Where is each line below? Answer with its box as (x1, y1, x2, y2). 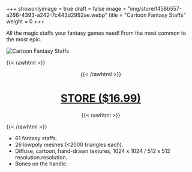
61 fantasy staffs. (14, 134, 58, 141)
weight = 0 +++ (6, 18, 45, 25)
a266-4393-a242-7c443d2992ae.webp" (6, 11, 108, 19)
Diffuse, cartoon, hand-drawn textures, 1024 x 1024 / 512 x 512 (14, 147, 171, 155)
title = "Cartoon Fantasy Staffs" (109, 11, 186, 19)
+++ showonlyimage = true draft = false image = (6, 5, 127, 12)
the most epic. (6, 36, 42, 43)
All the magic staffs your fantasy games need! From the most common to (6, 29, 187, 37)
